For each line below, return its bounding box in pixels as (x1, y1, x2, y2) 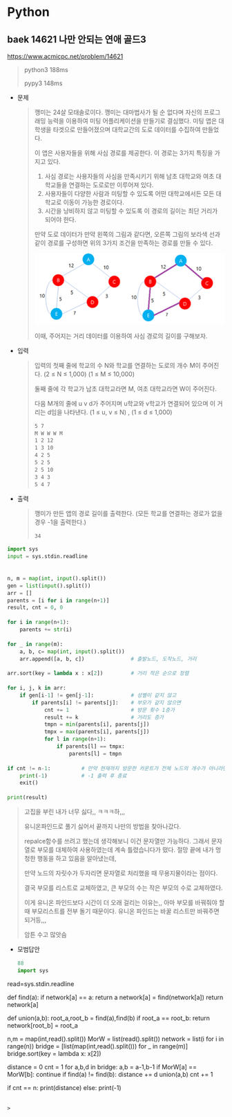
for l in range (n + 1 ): (43, 735, 107, 743)
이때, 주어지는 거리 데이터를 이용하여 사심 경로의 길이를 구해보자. (34, 332, 208, 340)
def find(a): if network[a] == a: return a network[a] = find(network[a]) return (7, 993, 224, 1001)
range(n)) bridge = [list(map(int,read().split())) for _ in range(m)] (7, 1042, 188, 1050)
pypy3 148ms (23, 79, 63, 87)
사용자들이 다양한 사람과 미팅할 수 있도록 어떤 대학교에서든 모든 (44, 190, 215, 197)
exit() (19, 780, 39, 787)
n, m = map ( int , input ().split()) (7, 575, 107, 582)
